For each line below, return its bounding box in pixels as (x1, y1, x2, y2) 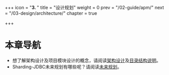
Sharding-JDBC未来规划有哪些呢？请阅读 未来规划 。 (12, 63, 122, 70)
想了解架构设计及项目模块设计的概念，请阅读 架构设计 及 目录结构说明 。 (12, 57, 161, 63)
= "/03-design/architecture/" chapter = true (5, 10, 97, 16)
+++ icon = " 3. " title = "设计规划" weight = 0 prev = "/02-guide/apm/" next (5, 5, 164, 10)
